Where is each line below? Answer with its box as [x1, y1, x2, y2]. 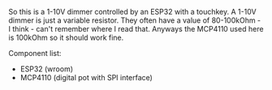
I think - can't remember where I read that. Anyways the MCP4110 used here [8, 24, 264, 33]
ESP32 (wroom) [19, 64, 74, 74]
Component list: [8, 49, 62, 58]
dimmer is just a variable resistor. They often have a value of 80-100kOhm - [8, 15, 261, 25]
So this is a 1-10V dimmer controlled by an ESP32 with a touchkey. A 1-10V [8, 7, 257, 16]
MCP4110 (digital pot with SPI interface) [19, 73, 153, 82]
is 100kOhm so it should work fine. [8, 32, 124, 42]
